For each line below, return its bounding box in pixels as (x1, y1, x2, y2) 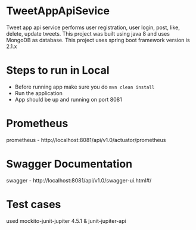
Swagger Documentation (6, 157, 133, 171)
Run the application (14, 89, 63, 96)
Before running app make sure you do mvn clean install (14, 83, 155, 90)
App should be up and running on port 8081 (14, 96, 122, 103)
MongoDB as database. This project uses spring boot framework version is (6, 36, 190, 43)
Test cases (6, 197, 61, 211)
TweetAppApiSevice (6, 4, 110, 18)
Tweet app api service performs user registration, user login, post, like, (6, 24, 180, 31)
